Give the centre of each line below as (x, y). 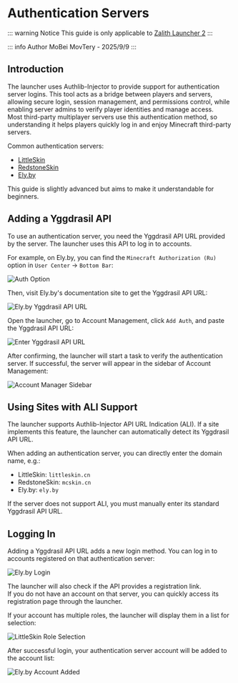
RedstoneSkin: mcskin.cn (54, 482)
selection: (22, 623)
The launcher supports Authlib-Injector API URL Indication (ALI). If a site (113, 424)
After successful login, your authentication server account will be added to (117, 651)
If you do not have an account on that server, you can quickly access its (113, 594)
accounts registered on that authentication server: (81, 559)
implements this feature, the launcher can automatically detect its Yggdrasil (118, 432)
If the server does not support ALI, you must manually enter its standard (113, 504)
